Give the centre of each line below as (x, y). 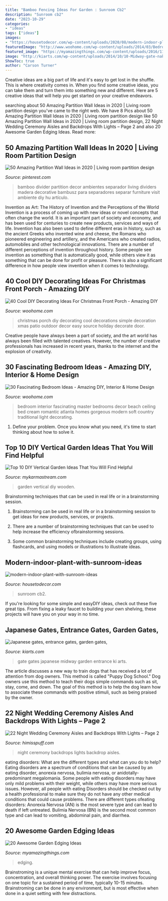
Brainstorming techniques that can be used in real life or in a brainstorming (82, 496)
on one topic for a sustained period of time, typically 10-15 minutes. (74, 883)
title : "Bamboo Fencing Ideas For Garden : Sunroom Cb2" (66, 10)
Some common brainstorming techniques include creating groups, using (87, 541)
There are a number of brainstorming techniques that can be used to (83, 526)
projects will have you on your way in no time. (52, 614)
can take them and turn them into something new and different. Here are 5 (82, 90)
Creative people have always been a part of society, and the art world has (81, 335)
